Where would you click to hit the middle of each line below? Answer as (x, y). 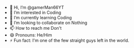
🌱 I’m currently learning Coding (41, 18)
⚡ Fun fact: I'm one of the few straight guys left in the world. (69, 40)
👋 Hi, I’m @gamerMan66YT (37, 7)
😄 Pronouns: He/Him (31, 35)
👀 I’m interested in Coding (35, 12)
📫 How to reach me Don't (36, 28)
